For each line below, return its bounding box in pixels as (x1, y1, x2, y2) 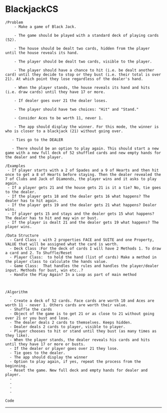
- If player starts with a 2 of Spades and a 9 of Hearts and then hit (7, 167, 159, 172)
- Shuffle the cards (9, 307, 52, 312)
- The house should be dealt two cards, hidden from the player (14, 46, 150, 51)
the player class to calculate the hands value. (5, 259, 108, 264)
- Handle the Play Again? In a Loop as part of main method (9, 272, 137, 277)
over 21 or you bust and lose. (5, 316, 70, 321)
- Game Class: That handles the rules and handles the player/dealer (9, 263, 159, 268)
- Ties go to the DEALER (11, 137, 64, 142)
